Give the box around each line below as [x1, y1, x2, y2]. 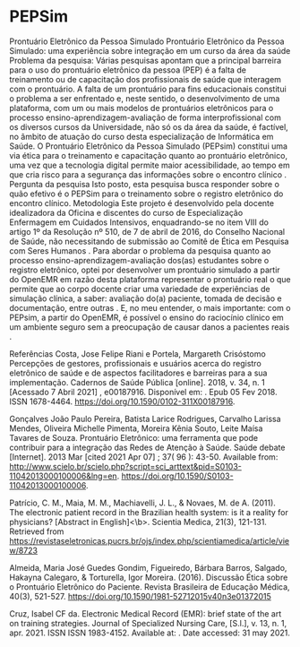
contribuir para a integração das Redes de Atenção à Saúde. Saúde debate [9, 442, 286, 453]
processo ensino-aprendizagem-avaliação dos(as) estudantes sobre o [9, 254, 270, 265]
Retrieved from [9, 526, 64, 537]
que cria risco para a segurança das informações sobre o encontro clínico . [9, 168, 287, 180]
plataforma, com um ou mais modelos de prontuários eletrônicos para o [9, 102, 274, 113]
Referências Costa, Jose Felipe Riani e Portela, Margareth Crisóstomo [9, 348, 266, 359]
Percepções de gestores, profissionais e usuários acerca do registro [9, 358, 261, 368]
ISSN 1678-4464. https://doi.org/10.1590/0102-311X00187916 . [9, 396, 236, 407]
